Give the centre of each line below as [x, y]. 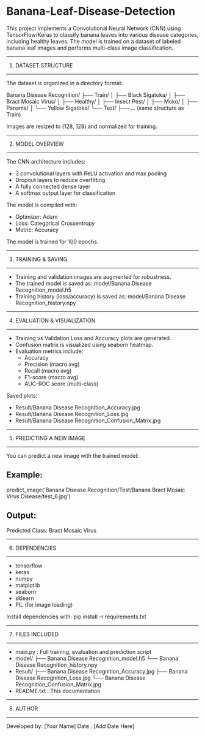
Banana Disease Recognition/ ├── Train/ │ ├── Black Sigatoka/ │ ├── [95, 95]
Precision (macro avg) [52, 364]
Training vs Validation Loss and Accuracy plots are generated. [93, 338]
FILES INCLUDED [37, 634]
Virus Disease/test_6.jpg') [38, 496]
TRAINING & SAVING [41, 259]
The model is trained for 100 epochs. [52, 241]
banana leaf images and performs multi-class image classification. [90, 48]
